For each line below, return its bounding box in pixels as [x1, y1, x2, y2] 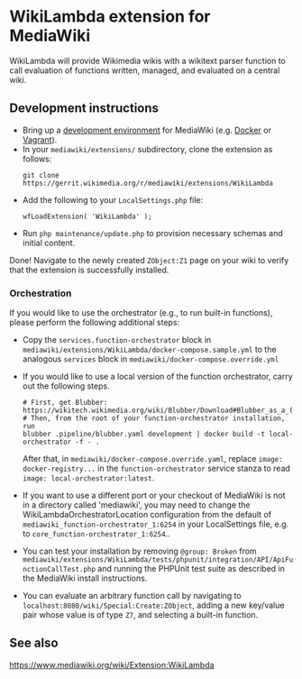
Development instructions [9, 101, 160, 116]
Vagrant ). [22, 133, 58, 145]
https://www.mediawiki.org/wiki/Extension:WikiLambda [9, 659, 215, 670]
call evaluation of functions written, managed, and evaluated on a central [9, 65, 280, 76]
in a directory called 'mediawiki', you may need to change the [22, 500, 251, 510]
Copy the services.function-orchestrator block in [22, 335, 212, 345]
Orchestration [9, 287, 72, 299]
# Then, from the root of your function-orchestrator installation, [22, 414, 286, 423]
